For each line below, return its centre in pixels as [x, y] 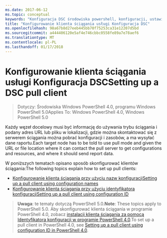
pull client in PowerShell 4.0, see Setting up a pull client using [80, 225]
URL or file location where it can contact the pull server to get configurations [83, 148]
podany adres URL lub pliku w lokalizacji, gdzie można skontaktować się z [81, 132]
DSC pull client [36, 93]
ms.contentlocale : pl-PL [31, 42]
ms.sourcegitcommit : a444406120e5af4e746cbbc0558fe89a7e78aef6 [72, 33]
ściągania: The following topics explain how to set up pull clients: [71, 168]
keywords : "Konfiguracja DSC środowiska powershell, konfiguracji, [77, 19]
